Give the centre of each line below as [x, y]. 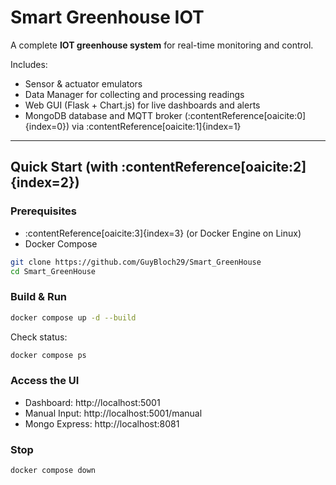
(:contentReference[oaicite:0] [245, 115]
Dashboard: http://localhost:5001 [92, 402]
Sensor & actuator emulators [83, 83]
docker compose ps [48, 355]
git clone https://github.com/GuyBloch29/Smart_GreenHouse [136, 262]
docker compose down [53, 471]
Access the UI [45, 381]
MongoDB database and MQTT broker [103, 115]
